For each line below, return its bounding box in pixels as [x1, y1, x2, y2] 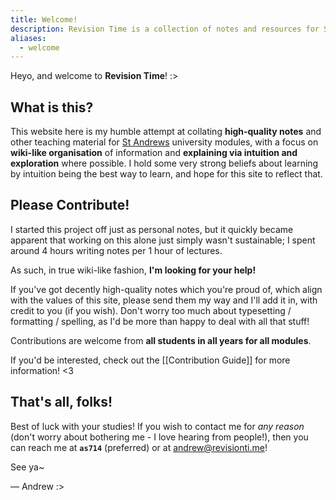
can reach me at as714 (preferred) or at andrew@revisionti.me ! [10, 441, 268, 453]
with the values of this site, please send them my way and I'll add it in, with [10, 294, 318, 306]
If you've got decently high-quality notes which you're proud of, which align [10, 283, 323, 295]
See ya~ [10, 461, 45, 473]
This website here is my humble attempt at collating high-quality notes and [10, 126, 322, 138]
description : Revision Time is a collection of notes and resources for [10, 24, 320, 34]
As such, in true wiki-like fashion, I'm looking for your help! [10, 264, 257, 276]
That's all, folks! [10, 394, 113, 411]
